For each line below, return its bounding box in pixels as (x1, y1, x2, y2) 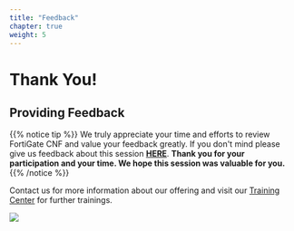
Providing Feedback (9, 105, 125, 120)
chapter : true (9, 22, 64, 31)
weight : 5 (9, 30, 47, 39)
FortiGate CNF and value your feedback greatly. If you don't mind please (9, 139, 280, 149)
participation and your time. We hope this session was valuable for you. (9, 158, 286, 168)
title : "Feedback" (9, 13, 79, 23)
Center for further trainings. (9, 195, 113, 206)
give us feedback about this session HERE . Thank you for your (9, 149, 245, 159)
